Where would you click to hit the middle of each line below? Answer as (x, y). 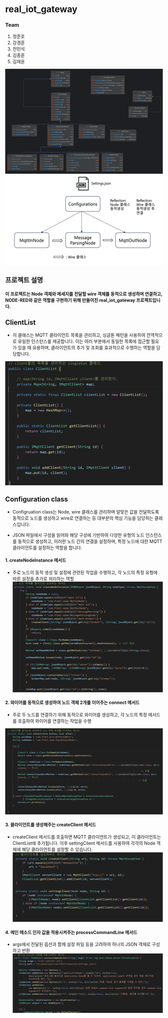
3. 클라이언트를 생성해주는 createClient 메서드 (51, 825)
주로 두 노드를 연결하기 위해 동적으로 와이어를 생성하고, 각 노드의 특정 (80, 715)
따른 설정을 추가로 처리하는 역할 (43, 578)
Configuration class (37, 499)
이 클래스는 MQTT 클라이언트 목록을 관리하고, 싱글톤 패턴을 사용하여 (79, 335)
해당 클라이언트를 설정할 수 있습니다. (57, 849)
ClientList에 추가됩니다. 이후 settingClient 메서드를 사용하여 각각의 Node (84, 843)
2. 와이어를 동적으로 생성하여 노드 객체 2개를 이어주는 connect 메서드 (72, 702)
